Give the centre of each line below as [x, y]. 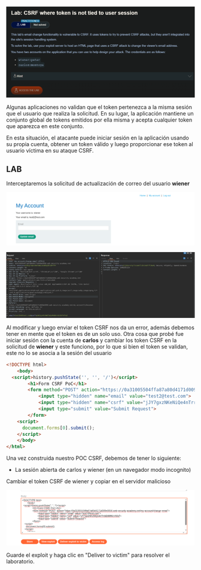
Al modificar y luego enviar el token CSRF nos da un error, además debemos [100, 328]
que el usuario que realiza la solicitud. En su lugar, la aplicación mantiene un [100, 113]
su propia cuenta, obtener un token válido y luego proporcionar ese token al [100, 144]
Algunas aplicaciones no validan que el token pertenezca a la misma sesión [99, 107]
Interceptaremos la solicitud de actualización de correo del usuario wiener [98, 184]
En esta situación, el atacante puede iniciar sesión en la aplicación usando [98, 138]
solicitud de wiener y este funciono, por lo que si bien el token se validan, [97, 346]
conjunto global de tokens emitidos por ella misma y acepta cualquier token [99, 120]
